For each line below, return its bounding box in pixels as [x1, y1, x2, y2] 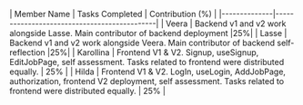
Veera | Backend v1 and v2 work [165, 18, 287, 29]
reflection [9, 47, 45, 58]
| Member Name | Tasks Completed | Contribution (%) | [9, 9, 217, 19]
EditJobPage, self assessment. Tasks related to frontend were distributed [9, 57, 285, 67]
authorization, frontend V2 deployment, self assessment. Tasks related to [9, 76, 285, 86]
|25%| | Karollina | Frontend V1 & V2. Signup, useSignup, [46, 47, 259, 58]
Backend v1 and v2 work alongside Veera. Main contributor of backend [9, 37, 276, 48]
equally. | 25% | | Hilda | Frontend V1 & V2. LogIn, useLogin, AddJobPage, [9, 66, 287, 77]
